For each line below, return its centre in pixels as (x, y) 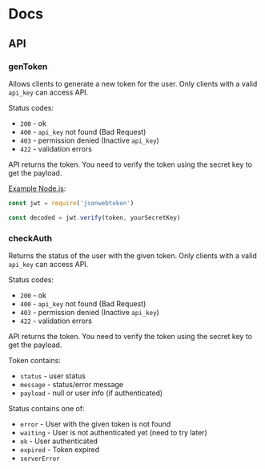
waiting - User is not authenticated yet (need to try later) (114, 432)
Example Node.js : (37, 188)
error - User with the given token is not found (95, 424)
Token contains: (35, 360)
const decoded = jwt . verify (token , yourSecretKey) (94, 217)
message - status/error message (72, 384)
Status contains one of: (47, 408)
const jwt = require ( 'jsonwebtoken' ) (71, 203)
